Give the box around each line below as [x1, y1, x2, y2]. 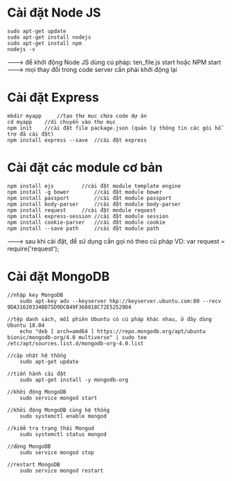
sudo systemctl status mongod [19, 430, 107, 437]
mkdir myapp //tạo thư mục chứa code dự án [7, 112, 148, 119]
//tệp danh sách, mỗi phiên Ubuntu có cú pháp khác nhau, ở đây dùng [7, 316, 213, 323]
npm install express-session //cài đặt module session [7, 212, 169, 219]
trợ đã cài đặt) [7, 130, 54, 138]
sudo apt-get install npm [7, 39, 82, 46]
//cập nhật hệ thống [7, 352, 67, 359]
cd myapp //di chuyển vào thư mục [7, 118, 116, 125]
